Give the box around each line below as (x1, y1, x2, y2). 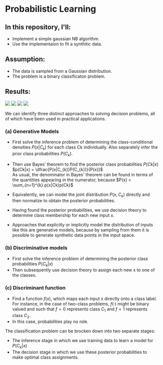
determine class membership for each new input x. (12, 213, 115, 218)
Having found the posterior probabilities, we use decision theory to (12, 207, 147, 213)
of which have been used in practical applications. (5, 116, 106, 122)
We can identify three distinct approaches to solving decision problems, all (5, 110, 155, 116)
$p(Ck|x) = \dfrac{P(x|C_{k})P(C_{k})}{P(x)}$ (12, 166, 103, 172)
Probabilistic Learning (5, 3, 97, 15)
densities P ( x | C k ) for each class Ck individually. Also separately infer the (12, 144, 158, 151)
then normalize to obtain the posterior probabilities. (12, 198, 116, 204)
